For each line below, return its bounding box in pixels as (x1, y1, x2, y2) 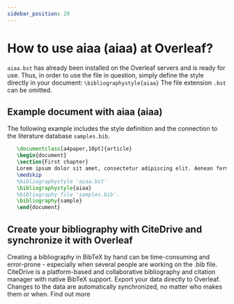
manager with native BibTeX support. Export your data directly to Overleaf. (7, 275, 221, 283)
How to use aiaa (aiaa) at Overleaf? (7, 40, 214, 56)
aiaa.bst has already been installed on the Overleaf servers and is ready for (7, 64, 226, 72)
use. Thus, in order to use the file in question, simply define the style (7, 71, 204, 79)
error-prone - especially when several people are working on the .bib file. (7, 260, 218, 268)
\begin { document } (16, 152, 68, 159)
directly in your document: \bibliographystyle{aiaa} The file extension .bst (7, 78, 226, 87)
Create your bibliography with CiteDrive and (7, 223, 203, 235)
